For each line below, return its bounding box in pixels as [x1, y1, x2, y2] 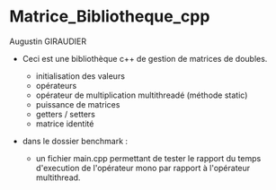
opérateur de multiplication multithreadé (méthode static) [35, 90, 248, 100]
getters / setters [35, 108, 96, 119]
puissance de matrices [35, 99, 120, 109]
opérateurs [35, 80, 77, 91]
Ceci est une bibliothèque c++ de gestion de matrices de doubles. [22, 53, 268, 64]
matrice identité [35, 118, 94, 129]
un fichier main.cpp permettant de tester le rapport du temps [35, 152, 262, 163]
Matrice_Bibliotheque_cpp [9, 6, 210, 27]
